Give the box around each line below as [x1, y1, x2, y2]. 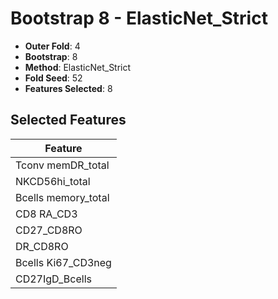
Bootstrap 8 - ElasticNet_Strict [10, 7, 268, 30]
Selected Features [10, 112, 127, 129]
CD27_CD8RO [15, 223, 83, 237]
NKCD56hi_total [15, 174, 91, 188]
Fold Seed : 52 [24, 72, 83, 84]
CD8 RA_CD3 [15, 207, 78, 221]
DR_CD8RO [15, 239, 69, 253]
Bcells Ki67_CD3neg [15, 255, 112, 269]
